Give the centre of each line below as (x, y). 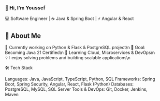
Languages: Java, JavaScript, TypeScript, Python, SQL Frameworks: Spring (80, 79)
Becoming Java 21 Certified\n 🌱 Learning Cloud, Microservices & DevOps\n (80, 52)
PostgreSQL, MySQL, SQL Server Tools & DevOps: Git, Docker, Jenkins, (76, 89)
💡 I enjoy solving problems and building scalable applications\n (68, 58)
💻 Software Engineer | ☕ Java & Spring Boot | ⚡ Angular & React (69, 18)
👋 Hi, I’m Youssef (25, 8)
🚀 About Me (23, 36)
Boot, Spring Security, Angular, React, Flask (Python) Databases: (69, 84)
